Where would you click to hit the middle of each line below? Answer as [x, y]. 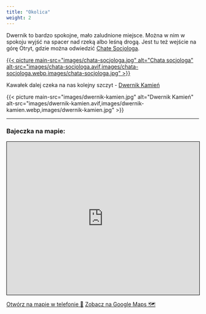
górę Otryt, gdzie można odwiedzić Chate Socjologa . [73, 48]
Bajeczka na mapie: [36, 131]
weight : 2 [19, 18]
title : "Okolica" [28, 12]
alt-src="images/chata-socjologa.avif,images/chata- [72, 66]
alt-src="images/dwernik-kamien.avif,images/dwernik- [75, 103]
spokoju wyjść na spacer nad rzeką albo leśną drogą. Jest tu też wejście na [101, 42]
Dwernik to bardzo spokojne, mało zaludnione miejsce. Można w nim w [96, 35]
